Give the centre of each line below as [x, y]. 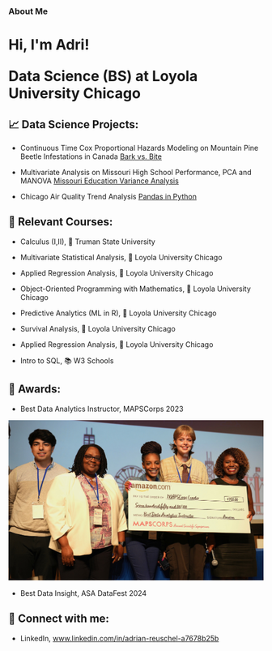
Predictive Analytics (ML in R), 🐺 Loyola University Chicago [118, 313]
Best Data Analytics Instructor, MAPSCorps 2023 [102, 409]
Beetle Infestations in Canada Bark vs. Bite [91, 156]
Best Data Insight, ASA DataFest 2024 [83, 593]
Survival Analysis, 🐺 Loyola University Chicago [98, 328]
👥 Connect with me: [59, 619]
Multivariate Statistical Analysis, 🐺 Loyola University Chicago [121, 257]
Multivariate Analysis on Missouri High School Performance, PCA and [136, 172]
